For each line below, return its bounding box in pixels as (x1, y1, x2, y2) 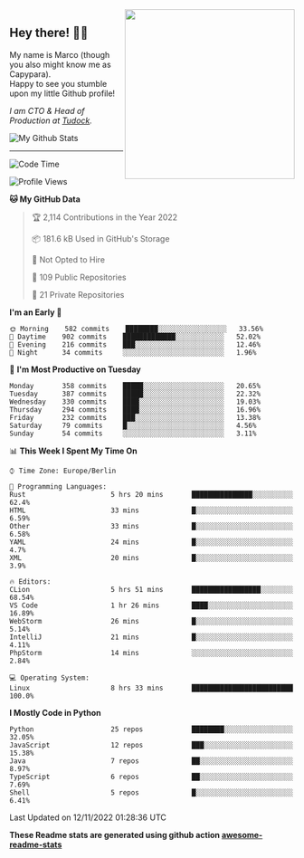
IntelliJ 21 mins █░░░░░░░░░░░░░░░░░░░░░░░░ (9, 633, 294, 642)
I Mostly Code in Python (9, 707, 101, 718)
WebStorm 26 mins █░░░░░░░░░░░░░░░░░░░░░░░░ (9, 616, 294, 625)
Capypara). (9, 68, 52, 80)
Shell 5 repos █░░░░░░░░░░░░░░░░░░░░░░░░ (9, 787, 294, 797)
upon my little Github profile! (9, 88, 116, 99)
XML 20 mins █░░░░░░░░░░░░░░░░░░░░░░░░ (9, 553, 294, 562)
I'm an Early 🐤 (9, 307, 62, 318)
